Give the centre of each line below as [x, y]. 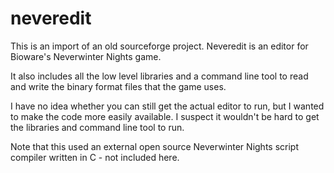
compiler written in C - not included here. [95, 157]
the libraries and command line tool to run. [97, 127]
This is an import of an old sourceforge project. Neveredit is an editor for [159, 46]
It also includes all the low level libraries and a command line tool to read [159, 76]
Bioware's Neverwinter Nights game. [86, 56]
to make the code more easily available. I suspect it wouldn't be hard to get [165, 116]
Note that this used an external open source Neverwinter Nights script [154, 146]
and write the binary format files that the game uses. [118, 86]
